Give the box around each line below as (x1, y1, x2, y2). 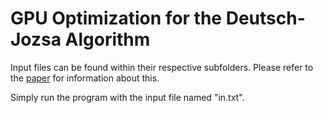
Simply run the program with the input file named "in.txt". (10, 91, 245, 103)
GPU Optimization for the (10, 7, 223, 30)
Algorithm (64, 28, 151, 51)
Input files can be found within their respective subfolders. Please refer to (10, 61, 314, 73)
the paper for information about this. (10, 72, 160, 84)
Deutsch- (225, 7, 306, 30)
